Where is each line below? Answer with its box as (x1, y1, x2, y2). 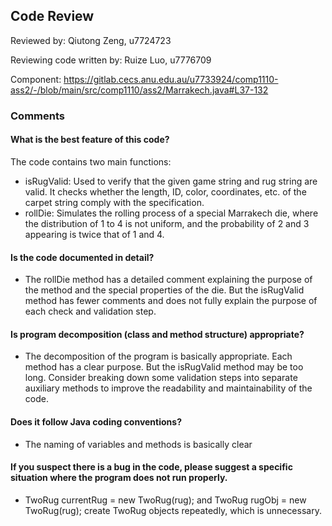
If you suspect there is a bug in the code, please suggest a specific (10, 461, 293, 473)
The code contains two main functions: (10, 155, 172, 168)
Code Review (10, 8, 95, 25)
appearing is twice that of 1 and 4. (24, 228, 165, 240)
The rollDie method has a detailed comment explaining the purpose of (24, 274, 313, 286)
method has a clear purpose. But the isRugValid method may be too (24, 361, 304, 373)
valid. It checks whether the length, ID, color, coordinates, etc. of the (24, 185, 307, 198)
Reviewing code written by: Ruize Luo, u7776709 (10, 54, 212, 66)
